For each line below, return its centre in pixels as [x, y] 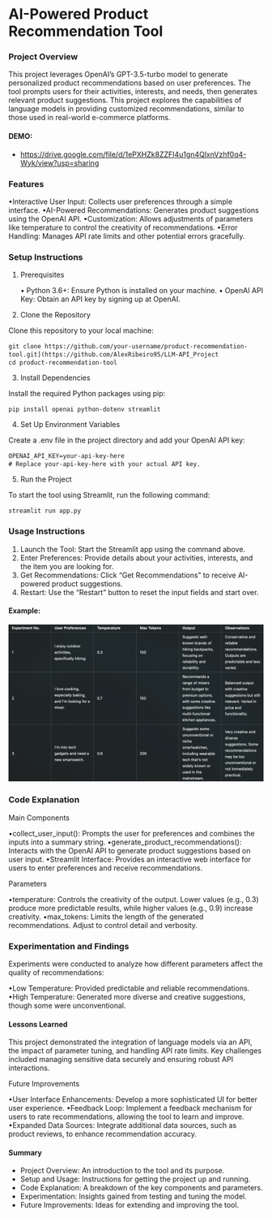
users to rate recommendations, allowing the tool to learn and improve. [126, 1116]
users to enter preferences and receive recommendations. [106, 868]
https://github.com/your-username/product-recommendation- [146, 347]
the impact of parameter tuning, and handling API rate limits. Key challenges [135, 1051]
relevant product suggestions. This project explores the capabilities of [125, 100]
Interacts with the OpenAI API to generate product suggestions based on [130, 850]
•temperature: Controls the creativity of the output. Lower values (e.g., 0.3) [134, 899]
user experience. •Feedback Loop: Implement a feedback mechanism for [130, 1108]
